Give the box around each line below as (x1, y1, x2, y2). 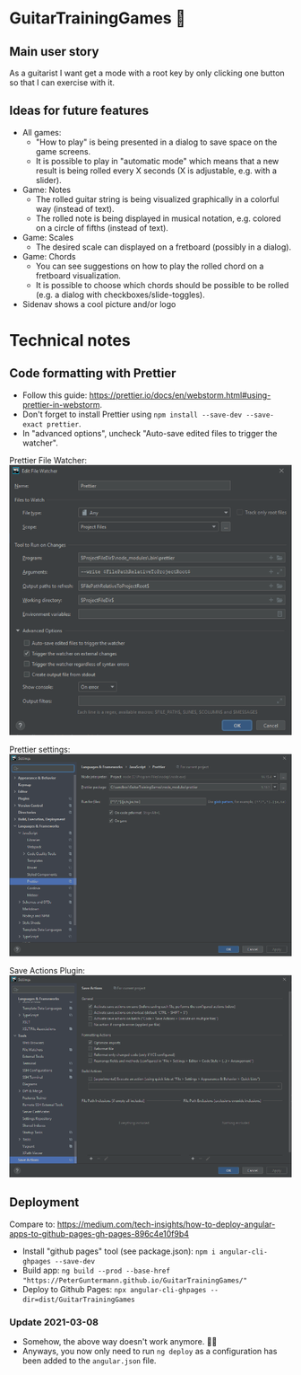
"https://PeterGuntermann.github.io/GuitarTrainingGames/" (21, 1275, 248, 1285)
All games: (21, 127, 62, 137)
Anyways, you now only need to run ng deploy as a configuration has (21, 1346, 278, 1357)
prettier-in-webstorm (21, 399, 100, 410)
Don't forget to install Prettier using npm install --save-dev (21, 409, 243, 419)
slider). (35, 174, 62, 185)
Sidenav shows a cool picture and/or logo (21, 298, 176, 309)
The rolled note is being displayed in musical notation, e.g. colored (35, 213, 281, 224)
